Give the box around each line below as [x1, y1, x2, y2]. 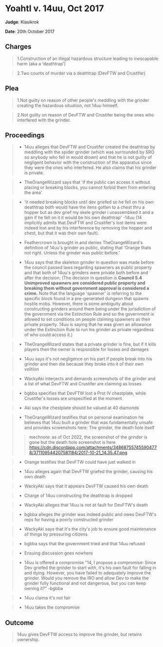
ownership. [17, 637, 40, 643]
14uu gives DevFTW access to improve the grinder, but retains [17, 631, 142, 637]
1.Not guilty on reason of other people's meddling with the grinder [17, 97, 149, 103]
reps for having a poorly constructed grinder [24, 517, 113, 523]
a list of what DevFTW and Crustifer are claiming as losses [24, 381, 142, 387]
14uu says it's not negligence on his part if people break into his [24, 356, 152, 362]
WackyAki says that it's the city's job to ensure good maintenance [24, 526, 157, 532]
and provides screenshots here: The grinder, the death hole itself [24, 425, 155, 431]
